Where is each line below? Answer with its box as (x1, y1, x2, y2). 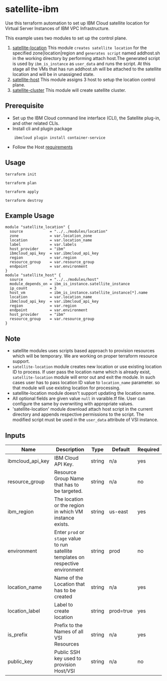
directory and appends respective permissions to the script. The (12, 411, 144, 418)
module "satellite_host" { (5, 273, 61, 278)
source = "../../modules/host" (9, 277, 99, 282)
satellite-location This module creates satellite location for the (12, 44, 147, 50)
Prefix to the (54, 622, 83, 629)
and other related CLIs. (12, 120, 60, 126)
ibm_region (7, 508, 34, 515)
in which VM (54, 508, 83, 515)
